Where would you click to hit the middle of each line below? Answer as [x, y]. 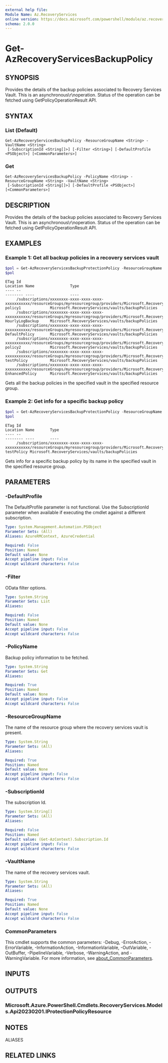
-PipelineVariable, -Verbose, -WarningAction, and [78, 953]
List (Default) [21, 130]
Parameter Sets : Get [27, 671]
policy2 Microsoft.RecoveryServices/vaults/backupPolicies [81, 348]
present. [14, 733]
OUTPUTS [21, 991]
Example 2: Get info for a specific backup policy [64, 401]
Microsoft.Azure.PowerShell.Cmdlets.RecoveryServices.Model [84, 1005]
